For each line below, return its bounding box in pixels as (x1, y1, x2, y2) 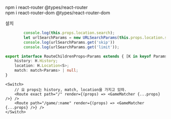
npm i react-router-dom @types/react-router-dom (5, 10, 110, 16)
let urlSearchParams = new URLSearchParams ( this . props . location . (23, 35, 165, 40)
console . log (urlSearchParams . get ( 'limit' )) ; (23, 44, 120, 50)
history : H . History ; (14, 58, 58, 64)
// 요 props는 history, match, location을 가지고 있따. (14, 87, 127, 92)
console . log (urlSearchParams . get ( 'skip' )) (23, 40, 115, 45)
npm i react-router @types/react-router (5, 5, 88, 10)
